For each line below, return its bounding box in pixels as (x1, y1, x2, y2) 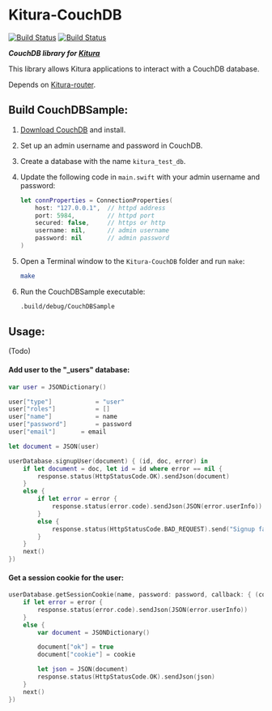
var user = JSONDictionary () (8, 383, 107, 391)
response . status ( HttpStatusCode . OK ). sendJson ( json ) (37, 673, 216, 681)
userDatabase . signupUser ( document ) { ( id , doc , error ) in (8, 457, 208, 465)
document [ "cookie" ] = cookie (37, 651, 136, 659)
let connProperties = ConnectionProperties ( (19, 196, 173, 205)
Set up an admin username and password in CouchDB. (19, 140, 203, 150)
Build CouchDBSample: (8, 103, 129, 117)
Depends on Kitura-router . (8, 80, 96, 89)
